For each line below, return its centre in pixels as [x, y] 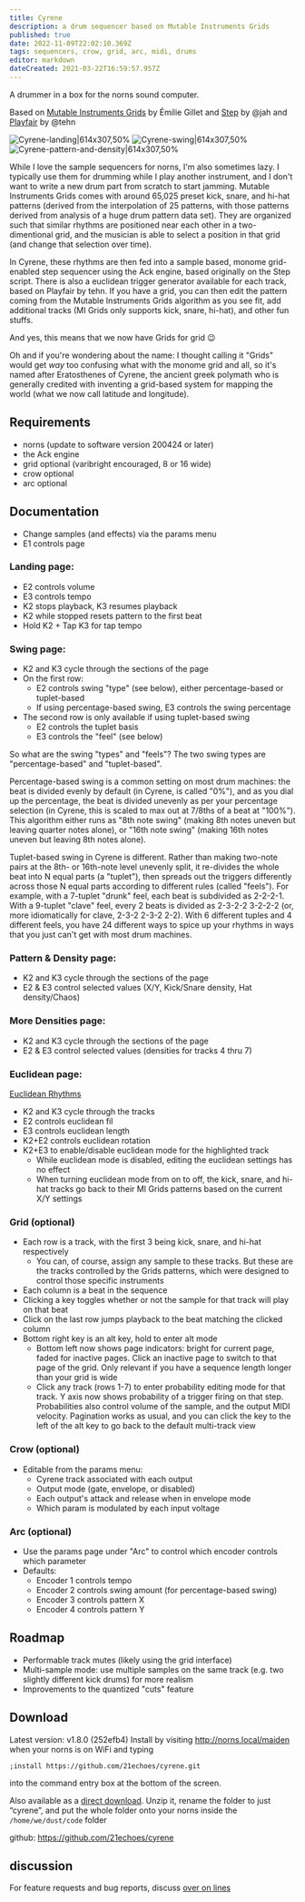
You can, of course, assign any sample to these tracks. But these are [164, 1261]
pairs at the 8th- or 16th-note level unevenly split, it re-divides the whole [144, 867]
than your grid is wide [77, 1378]
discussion [41, 1866]
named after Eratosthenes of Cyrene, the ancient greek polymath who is [144, 374]
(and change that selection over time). [81, 244]
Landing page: [42, 567]
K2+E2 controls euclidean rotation [87, 1140]
